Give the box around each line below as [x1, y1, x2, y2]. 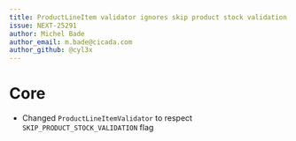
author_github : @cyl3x [9, 46, 93, 55]
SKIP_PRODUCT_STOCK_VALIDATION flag [21, 122, 154, 133]
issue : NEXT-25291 [9, 21, 77, 30]
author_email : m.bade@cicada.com [9, 37, 133, 47]
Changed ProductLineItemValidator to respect [21, 113, 193, 123]
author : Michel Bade [9, 29, 86, 38]
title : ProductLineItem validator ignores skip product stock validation [9, 12, 288, 22]
